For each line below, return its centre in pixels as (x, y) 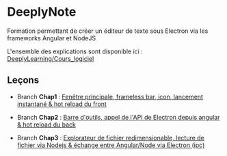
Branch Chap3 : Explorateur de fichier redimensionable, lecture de (111, 138)
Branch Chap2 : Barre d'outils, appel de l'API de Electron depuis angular (118, 117)
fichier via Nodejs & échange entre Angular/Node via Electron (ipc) (111, 145)
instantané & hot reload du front (62, 104)
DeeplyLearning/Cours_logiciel (51, 58)
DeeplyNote (42, 12)
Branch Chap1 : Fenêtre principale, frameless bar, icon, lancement (110, 96)
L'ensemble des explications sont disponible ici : (75, 51)
